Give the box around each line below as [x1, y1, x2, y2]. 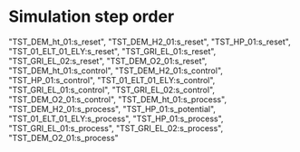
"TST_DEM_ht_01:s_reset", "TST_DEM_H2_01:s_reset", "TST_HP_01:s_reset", [8, 36, 291, 47]
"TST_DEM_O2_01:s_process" [8, 132, 119, 143]
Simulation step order [8, 6, 175, 27]
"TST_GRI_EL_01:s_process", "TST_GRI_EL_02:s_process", [8, 122, 224, 133]
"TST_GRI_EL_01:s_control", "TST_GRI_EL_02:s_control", [8, 84, 215, 95]
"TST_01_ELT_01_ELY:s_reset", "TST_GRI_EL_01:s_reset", [8, 45, 217, 56]
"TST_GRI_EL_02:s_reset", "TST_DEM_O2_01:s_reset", [8, 55, 208, 66]
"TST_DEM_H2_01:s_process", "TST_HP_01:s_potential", [8, 103, 217, 114]
